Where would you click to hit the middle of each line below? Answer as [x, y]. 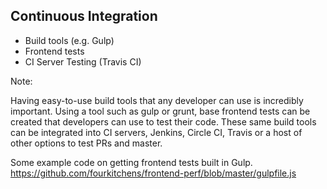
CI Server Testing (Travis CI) [83, 61]
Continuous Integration [84, 16]
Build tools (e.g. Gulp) [69, 40]
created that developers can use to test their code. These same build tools [163, 121]
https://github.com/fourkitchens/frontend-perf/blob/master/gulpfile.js [153, 173]
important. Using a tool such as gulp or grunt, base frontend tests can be [160, 111]
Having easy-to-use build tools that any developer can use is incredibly [157, 100]
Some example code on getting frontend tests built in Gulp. [131, 162]
